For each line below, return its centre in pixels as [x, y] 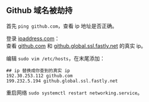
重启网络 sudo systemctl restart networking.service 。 [74, 93]
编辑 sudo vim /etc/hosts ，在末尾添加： [56, 58]
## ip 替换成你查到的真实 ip [38, 70]
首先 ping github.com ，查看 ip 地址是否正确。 [62, 26]
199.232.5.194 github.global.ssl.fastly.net [62, 81]
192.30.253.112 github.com [39, 75]
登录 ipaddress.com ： [33, 38]
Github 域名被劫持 [39, 11]
